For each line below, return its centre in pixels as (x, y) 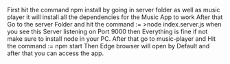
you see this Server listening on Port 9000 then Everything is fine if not (107, 31)
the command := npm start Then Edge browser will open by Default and (108, 46)
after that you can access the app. (56, 53)
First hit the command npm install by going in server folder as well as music (114, 10)
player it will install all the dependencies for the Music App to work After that (115, 17)
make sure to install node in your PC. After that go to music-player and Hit (112, 39)
